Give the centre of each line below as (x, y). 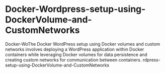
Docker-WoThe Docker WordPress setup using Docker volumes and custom (83, 44)
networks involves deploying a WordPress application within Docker (75, 49)
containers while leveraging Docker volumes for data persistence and (76, 54)
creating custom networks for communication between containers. (73, 60)
